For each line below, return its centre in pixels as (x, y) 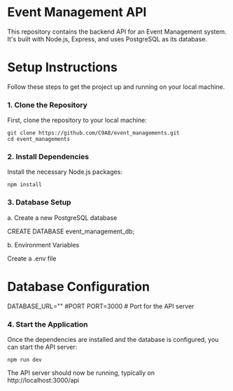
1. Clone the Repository (47, 104)
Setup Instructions (62, 68)
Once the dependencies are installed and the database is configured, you (113, 339)
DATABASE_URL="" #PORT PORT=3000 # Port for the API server (101, 306)
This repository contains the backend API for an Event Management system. (117, 32)
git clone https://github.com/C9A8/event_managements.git (93, 133)
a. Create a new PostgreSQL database (62, 217)
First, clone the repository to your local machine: (77, 121)
